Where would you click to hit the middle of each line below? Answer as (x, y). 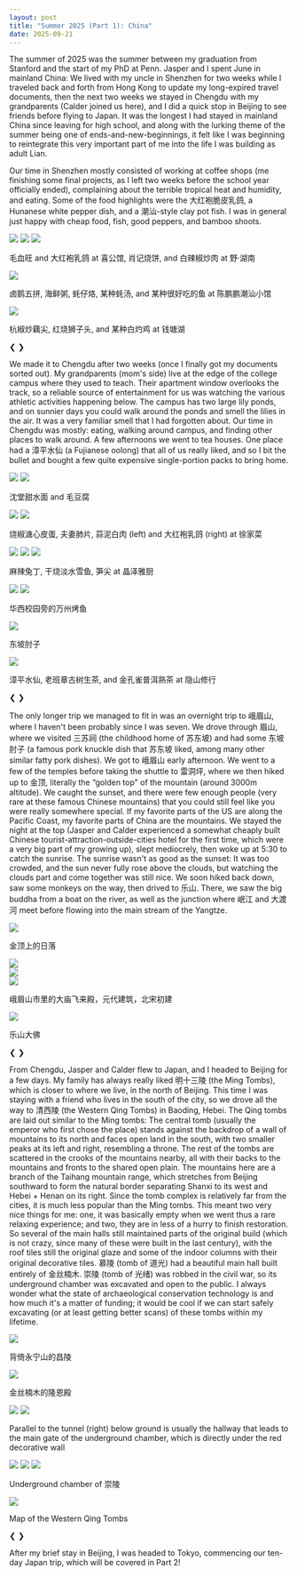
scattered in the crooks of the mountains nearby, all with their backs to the (145, 1158)
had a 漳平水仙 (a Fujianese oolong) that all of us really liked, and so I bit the (148, 451)
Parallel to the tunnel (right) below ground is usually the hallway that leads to (149, 1428)
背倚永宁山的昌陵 (40, 1357)
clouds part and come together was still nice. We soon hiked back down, (142, 877)
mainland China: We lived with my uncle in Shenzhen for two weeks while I (145, 78)
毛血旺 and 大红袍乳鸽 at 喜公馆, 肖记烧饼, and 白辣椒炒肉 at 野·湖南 (132, 258)
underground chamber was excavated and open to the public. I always (138, 1284)
